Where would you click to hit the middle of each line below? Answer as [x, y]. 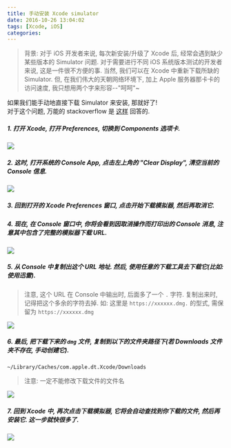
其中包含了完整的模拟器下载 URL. [60, 233]
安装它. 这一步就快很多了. [43, 420]
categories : [24, 33]
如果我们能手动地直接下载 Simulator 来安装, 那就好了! [82, 103]
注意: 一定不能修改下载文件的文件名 [74, 381]
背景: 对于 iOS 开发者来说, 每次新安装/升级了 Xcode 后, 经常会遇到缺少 [123, 53]
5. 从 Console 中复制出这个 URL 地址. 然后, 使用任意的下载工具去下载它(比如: [115, 267]
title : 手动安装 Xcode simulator [53, 13]
